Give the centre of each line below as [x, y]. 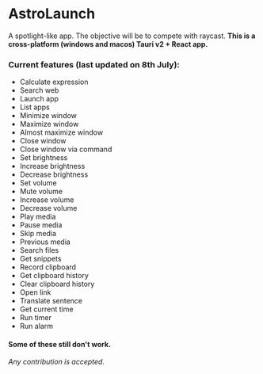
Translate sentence [51, 301]
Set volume [38, 183]
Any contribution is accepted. [57, 362]
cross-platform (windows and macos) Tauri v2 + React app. [108, 44]
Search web [39, 90]
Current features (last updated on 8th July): [94, 64]
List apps [34, 107]
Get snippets [40, 259]
